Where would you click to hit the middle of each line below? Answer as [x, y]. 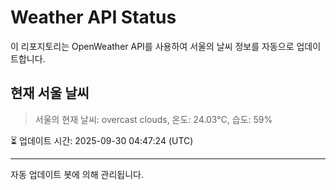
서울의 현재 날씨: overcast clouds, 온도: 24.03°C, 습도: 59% [153, 119]
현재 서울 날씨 [50, 93]
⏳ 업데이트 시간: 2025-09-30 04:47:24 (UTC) [102, 140]
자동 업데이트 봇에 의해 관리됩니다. [77, 174]
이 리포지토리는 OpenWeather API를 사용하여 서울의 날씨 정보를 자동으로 [152, 46]
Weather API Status [93, 17]
